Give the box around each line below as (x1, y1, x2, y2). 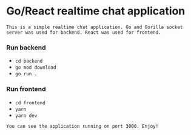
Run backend (6, 43, 46, 52)
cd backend (15, 58, 43, 64)
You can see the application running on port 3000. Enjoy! (6, 123, 159, 129)
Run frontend (6, 85, 47, 93)
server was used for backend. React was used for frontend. (6, 29, 162, 36)
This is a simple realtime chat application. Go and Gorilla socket (6, 24, 183, 30)
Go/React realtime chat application (6, 4, 186, 18)
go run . (15, 71, 38, 77)
